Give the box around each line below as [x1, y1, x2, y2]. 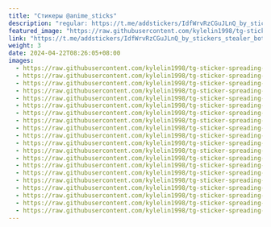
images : [8, 57, 35, 65]
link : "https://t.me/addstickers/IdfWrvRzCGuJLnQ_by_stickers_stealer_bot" [8, 34, 269, 43]
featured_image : [8, 27, 63, 35]
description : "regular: [8, 19, 89, 27]
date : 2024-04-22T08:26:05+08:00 [8, 49, 121, 57]
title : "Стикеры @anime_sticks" [8, 11, 117, 20]
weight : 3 [8, 42, 42, 50]
